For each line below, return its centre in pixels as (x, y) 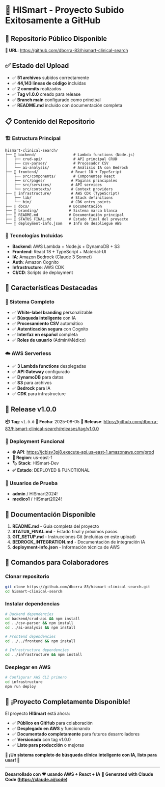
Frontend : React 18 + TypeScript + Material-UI (59, 251)
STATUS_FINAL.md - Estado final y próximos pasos (65, 531)
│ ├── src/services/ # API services (54, 185)
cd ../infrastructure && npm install (44, 654)
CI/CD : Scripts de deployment (42, 272)
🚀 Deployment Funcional (35, 441)
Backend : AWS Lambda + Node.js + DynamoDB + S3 (66, 246)
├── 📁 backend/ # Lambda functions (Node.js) (70, 155)
